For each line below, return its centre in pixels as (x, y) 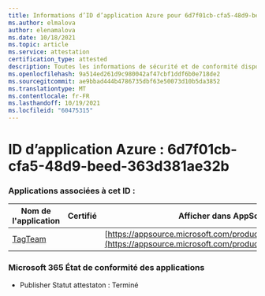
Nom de (36, 211)
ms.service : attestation (49, 52)
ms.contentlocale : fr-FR (49, 96)
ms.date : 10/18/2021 (42, 37)
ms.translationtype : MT (47, 89)
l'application (36, 221)
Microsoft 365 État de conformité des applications (106, 268)
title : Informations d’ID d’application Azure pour (95, 15)
